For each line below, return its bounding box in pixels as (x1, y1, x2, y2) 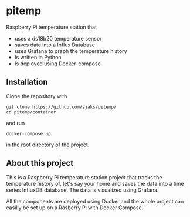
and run (6, 119, 25, 126)
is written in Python (14, 54, 62, 61)
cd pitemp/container (6, 109, 57, 115)
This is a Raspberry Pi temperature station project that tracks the (6, 173, 162, 181)
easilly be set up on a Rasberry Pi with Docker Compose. (6, 204, 144, 211)
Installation (6, 77, 48, 87)
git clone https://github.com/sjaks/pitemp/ (6, 104, 117, 110)
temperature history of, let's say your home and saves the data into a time (6, 180, 184, 187)
